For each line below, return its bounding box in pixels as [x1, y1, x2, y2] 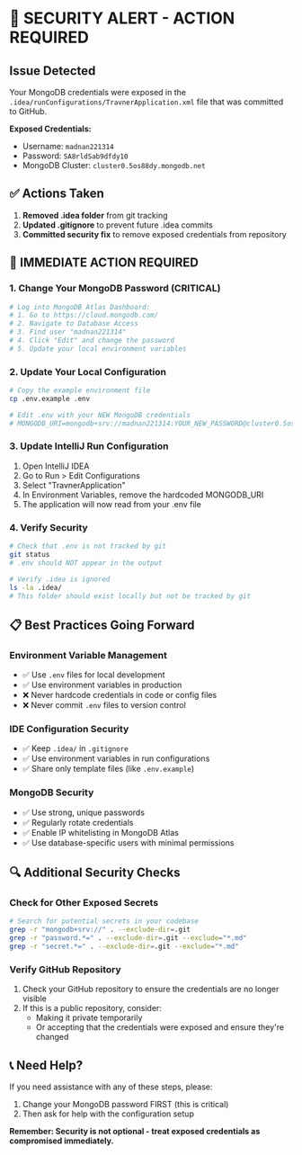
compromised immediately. [9, 1135, 114, 1146]
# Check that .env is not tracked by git [9, 542, 167, 551]
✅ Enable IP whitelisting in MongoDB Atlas [22, 827, 180, 837]
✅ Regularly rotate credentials [22, 817, 134, 828]
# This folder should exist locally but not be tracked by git [9, 591, 252, 601]
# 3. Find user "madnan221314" [9, 327, 127, 336]
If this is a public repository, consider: [22, 1003, 162, 1014]
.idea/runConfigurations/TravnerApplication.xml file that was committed [9, 96, 284, 107]
